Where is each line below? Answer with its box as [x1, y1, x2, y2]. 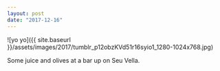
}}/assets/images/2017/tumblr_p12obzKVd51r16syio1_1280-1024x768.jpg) [7, 43, 214, 51]
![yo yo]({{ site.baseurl [7, 35, 71, 43]
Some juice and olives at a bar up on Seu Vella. [7, 56, 140, 64]
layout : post [7, 10, 45, 17]
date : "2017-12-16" [7, 17, 63, 23]
